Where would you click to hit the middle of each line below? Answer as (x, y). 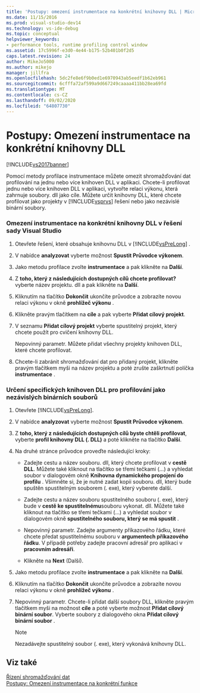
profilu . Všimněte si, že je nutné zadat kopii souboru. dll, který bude (107, 482)
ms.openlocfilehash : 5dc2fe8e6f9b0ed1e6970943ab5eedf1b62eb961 (86, 78)
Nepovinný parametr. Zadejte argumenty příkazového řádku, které (104, 530)
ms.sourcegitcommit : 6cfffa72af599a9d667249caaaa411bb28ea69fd (86, 84)
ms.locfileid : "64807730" (38, 106)
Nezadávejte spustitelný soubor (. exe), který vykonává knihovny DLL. (100, 644)
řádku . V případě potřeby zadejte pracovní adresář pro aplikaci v (103, 543)
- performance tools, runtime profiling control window (77, 45)
